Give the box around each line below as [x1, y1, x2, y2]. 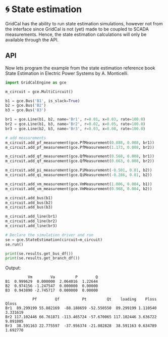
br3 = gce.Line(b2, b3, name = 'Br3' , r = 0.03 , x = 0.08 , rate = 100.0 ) [5, 126, 145, 131]
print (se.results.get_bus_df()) [5, 251, 73, 256]
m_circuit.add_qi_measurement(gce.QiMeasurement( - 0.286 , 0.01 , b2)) [5, 173, 152, 178]
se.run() [5, 242, 24, 247]
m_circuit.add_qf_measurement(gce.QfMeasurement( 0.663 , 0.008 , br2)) [5, 158, 155, 164]
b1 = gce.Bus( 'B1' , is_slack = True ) [5, 98, 80, 103]
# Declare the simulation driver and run [5, 232, 94, 237]
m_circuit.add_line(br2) [5, 219, 58, 224]
